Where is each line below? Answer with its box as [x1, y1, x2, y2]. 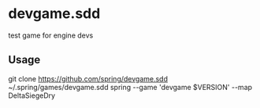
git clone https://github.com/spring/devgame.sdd [8, 74, 168, 83]
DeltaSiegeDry [8, 91, 56, 100]
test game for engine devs [8, 31, 94, 40]
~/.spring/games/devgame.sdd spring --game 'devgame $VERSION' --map [8, 82, 253, 92]
